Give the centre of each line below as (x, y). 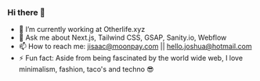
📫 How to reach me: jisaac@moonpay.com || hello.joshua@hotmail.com (135, 47)
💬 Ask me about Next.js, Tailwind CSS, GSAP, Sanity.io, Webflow (123, 37)
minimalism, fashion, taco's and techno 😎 (86, 69)
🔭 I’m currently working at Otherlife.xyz (82, 30)
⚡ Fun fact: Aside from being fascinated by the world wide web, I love (131, 58)
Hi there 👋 (27, 12)
